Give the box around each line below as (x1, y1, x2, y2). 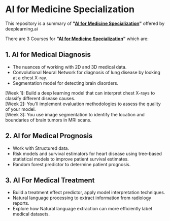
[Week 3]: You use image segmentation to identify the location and (5, 111, 145, 117)
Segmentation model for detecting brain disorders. (12, 80, 119, 86)
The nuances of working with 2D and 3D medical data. (12, 64, 127, 70)
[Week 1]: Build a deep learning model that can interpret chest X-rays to (5, 90, 155, 96)
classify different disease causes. (5, 95, 76, 101)
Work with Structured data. (12, 145, 70, 151)
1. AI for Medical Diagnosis (5, 50, 91, 59)
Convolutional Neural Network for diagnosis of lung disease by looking (12, 69, 161, 75)
